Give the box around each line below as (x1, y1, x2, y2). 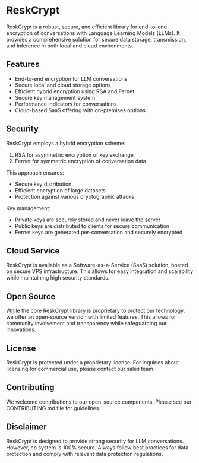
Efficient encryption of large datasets (14, 186, 106, 194)
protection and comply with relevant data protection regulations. (6, 450, 163, 457)
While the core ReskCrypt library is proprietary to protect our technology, (6, 307, 185, 315)
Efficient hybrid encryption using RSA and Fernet (14, 87, 135, 95)
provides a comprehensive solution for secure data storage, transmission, (6, 36, 187, 43)
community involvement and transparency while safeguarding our (6, 320, 168, 327)
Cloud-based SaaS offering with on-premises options (14, 106, 146, 113)
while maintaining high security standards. (6, 274, 110, 281)
